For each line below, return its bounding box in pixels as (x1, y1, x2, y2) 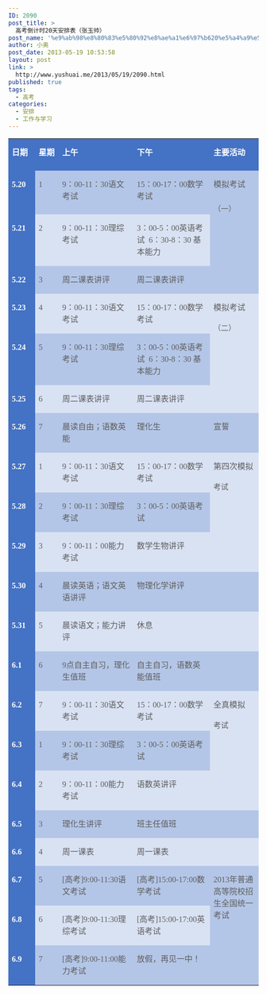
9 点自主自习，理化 (62, 660, 130, 670)
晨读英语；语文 (62, 581, 118, 590)
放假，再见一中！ (136, 954, 201, 964)
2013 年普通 (213, 875, 253, 884)
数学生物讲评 (136, 541, 185, 551)
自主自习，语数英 (136, 660, 201, 670)
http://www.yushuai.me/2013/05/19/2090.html (15, 71, 165, 79)
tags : (8, 85, 26, 94)
